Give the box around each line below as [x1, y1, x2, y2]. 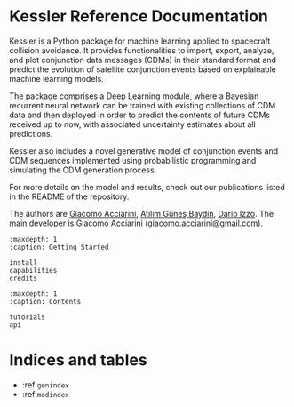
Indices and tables [9, 350, 148, 371]
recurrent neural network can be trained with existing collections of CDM [9, 100, 276, 110]
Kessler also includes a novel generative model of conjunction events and [9, 145, 278, 156]
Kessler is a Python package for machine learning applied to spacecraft [9, 36, 271, 46]
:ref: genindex [21, 379, 69, 390]
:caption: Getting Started [9, 243, 109, 251]
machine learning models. [9, 73, 104, 84]
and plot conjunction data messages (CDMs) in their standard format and [9, 54, 277, 65]
